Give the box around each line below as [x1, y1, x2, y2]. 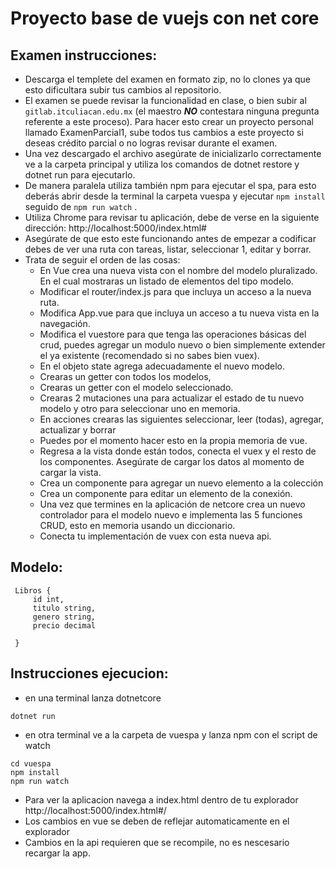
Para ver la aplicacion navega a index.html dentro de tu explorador [24, 793, 299, 806]
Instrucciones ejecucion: [10, 665, 169, 682]
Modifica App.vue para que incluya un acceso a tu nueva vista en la [39, 307, 320, 319]
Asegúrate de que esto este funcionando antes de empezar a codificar [24, 233, 317, 244]
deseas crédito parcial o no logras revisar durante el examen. [24, 137, 278, 149]
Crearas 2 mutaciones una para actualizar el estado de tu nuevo [39, 392, 305, 404]
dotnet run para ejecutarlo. [24, 169, 136, 181]
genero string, [32, 612, 97, 622]
